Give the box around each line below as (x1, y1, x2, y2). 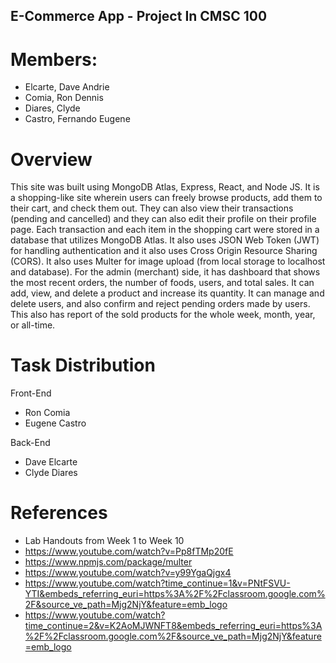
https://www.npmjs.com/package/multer (24, 556, 193, 568)
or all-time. (10, 319, 56, 331)
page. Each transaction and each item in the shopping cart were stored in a (10, 224, 320, 236)
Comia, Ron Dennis (24, 92, 104, 104)
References (10, 502, 108, 524)
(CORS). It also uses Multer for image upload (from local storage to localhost (10, 255, 326, 268)
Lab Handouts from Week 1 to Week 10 (24, 535, 185, 547)
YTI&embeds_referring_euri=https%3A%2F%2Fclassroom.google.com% (24, 588, 326, 600)
